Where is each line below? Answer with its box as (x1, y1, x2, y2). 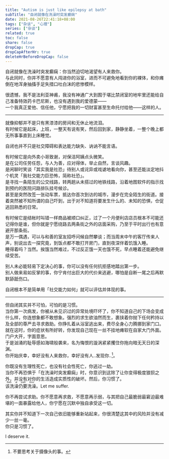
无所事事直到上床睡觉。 (5, 132, 54, 138)
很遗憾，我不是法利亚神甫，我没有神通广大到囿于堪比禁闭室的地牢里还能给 (5, 92, 159, 98)
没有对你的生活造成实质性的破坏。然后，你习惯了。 (18, 376, 124, 382)
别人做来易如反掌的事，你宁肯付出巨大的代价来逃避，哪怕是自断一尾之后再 (5, 270, 159, 276)
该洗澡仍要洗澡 (5, 383, 36, 389)
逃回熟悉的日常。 (5, 204, 41, 210)
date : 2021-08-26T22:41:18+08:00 (5, 17, 75, 22)
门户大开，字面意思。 (5, 333, 49, 340)
